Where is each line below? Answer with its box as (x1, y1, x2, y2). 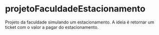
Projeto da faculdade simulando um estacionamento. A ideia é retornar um (5, 19, 155, 25)
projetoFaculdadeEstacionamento (5, 3, 145, 14)
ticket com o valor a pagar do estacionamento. (5, 24, 99, 30)
